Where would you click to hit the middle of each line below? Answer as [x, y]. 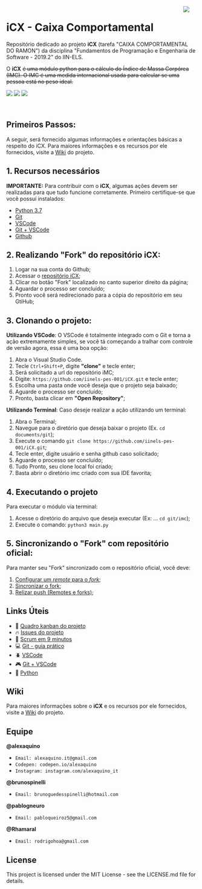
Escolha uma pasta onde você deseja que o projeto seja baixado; [96, 386]
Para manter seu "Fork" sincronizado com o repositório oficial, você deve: [98, 567]
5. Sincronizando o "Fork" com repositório [88, 544]
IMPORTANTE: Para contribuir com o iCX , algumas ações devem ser [92, 186]
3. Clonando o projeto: [49, 321]
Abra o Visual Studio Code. [49, 360]
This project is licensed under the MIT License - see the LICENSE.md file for [101, 874]
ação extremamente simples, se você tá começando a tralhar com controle [99, 341]
